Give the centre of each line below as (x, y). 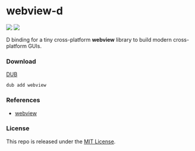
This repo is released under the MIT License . (61, 141)
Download (21, 61)
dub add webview (26, 85)
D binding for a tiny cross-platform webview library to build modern (89, 39)
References (23, 100)
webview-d (35, 11)
